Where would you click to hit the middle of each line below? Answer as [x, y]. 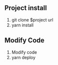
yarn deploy [23, 57]
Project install [26, 8]
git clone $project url [32, 20]
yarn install [22, 25]
